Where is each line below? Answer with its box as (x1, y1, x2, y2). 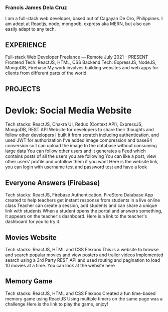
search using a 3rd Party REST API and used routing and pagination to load (5, 257, 160, 263)
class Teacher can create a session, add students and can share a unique (5, 202, 157, 209)
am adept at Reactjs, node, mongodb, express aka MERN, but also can (5, 21, 151, 27)
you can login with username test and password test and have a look (5, 164, 147, 170)
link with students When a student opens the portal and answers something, (5, 208, 162, 214)
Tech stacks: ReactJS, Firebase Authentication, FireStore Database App (5, 192, 153, 198)
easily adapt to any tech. (5, 26, 56, 32)
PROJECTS (5, 84, 41, 93)
